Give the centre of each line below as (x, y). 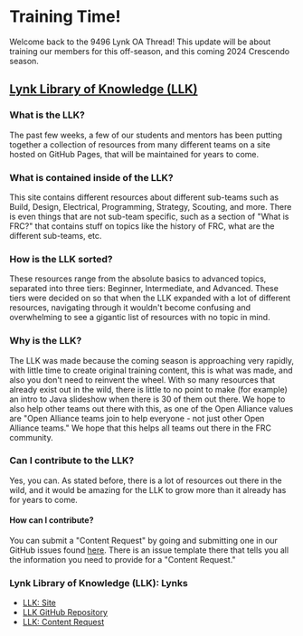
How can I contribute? (52, 520)
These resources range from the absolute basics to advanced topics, (138, 279)
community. (31, 437)
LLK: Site (39, 603)
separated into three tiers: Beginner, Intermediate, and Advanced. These (144, 289)
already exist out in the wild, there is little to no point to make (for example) (148, 389)
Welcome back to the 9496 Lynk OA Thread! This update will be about (140, 42)
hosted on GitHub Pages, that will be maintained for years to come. (134, 154)
